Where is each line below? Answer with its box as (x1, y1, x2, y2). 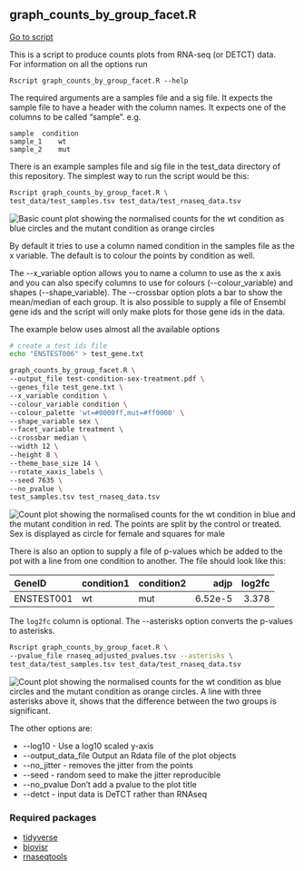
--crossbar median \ (9, 433, 88, 443)
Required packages (9, 811, 97, 824)
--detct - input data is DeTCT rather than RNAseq (22, 788, 207, 799)
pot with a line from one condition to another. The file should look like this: (9, 556, 286, 567)
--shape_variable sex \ (9, 417, 100, 426)
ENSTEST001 (14, 592, 74, 605)
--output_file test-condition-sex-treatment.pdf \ (9, 374, 205, 384)
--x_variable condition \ (9, 391, 107, 401)
